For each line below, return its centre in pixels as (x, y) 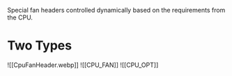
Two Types (39, 46)
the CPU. (20, 17)
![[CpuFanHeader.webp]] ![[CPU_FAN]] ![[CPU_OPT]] (83, 65)
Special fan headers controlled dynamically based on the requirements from (116, 10)
